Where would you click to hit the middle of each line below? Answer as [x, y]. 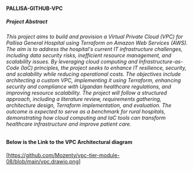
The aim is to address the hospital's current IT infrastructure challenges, [94, 49]
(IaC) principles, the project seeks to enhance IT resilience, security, [104, 68]
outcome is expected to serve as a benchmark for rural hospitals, [86, 111]
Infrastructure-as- [161, 61]
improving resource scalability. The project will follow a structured [86, 93]
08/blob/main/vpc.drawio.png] [43, 161]
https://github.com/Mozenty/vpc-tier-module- [64, 155]
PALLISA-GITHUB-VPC [35, 8]
